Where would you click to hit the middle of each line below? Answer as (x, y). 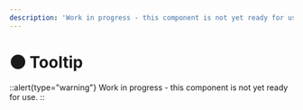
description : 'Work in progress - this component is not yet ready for (147, 18)
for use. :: (27, 96)
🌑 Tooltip (46, 62)
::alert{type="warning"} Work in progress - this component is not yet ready (149, 87)
